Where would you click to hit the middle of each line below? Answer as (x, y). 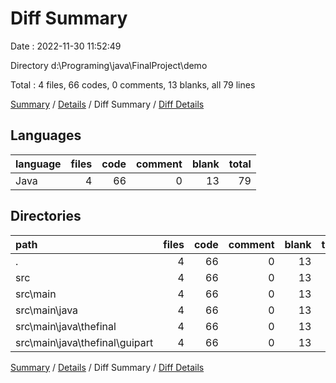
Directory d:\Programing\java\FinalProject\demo (109, 65)
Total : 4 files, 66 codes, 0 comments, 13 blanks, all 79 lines (133, 84)
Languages (46, 135)
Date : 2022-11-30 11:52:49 (66, 46)
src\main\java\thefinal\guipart (84, 342)
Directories (46, 216)
